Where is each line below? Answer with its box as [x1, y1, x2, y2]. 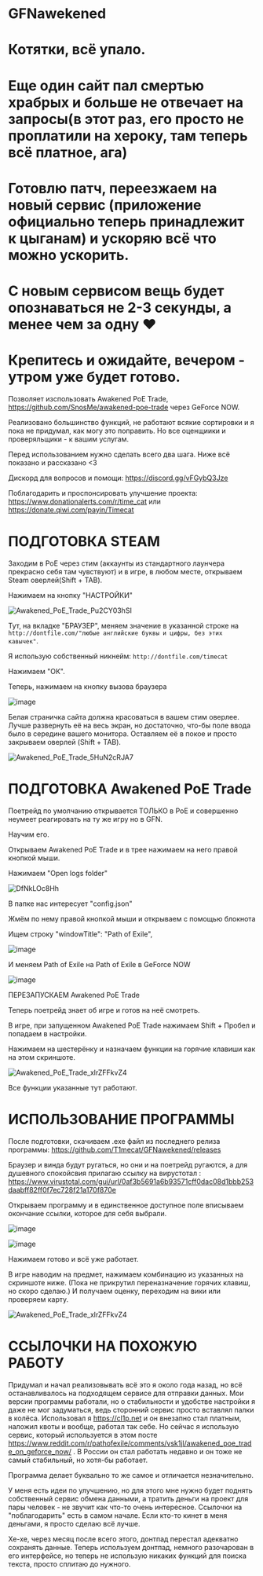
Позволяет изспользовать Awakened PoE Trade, [8, 394, 169, 403]
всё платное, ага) [8, 143, 128, 161]
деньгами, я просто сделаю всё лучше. [8, 1519, 141, 1528]
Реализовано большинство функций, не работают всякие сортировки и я [8, 417, 255, 427]
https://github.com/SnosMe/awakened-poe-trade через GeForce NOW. [8, 402, 240, 412]
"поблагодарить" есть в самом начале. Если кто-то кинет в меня [8, 1510, 228, 1520]
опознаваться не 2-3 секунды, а [8, 299, 232, 317]
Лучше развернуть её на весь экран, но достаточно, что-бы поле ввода [8, 720, 251, 730]
